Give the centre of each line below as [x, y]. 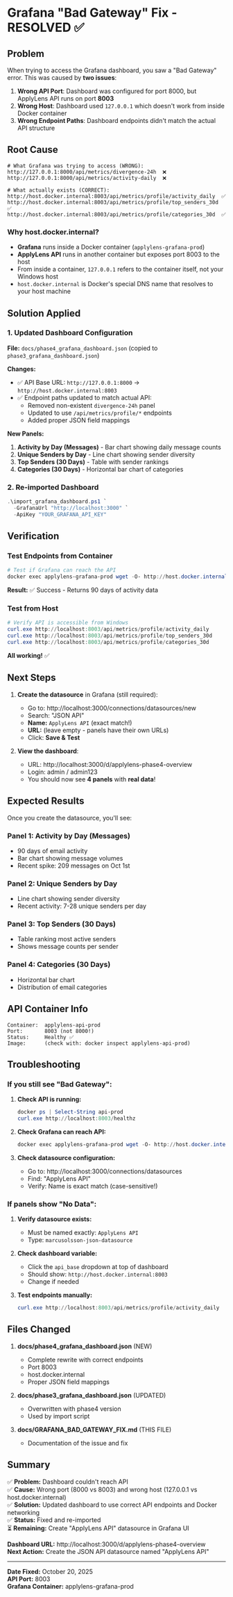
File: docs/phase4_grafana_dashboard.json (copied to [83, 348]
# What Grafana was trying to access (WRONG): [76, 166]
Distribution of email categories [62, 987]
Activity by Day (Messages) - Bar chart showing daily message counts [119, 447]
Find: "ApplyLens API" [59, 1178]
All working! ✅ [28, 655]
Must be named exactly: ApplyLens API [83, 1233]
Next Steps [32, 678]
